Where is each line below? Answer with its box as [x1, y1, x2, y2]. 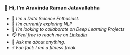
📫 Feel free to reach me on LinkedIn [11, 32, 87, 38]
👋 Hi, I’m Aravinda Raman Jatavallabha [4, 4, 100, 11]
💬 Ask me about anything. [11, 39, 66, 45]
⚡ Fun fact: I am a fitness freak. [11, 45, 77, 51]
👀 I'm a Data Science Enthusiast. [11, 16, 80, 22]
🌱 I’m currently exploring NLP [11, 21, 73, 27]
